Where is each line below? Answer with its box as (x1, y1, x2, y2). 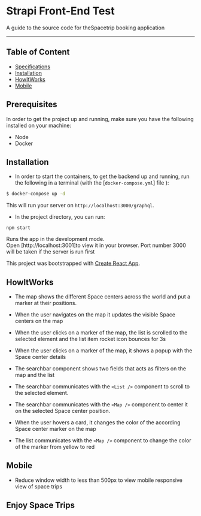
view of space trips (14, 482, 63, 490)
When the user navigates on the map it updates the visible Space (14, 311, 175, 318)
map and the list (14, 372, 55, 379)
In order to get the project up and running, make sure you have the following (6, 115, 194, 122)
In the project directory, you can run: (14, 213, 105, 221)
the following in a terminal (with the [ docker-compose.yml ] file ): (14, 179, 169, 186)
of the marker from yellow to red (14, 443, 95, 451)
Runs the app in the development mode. (6, 236, 105, 243)
